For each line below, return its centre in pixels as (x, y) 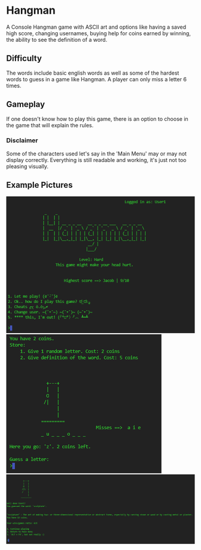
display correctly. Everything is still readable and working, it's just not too (96, 160)
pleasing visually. (28, 166)
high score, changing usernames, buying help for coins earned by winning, (99, 33)
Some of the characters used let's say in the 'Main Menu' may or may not (97, 154)
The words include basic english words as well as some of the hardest (93, 73)
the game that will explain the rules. (50, 125)
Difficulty (24, 58)
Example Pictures (39, 185)
